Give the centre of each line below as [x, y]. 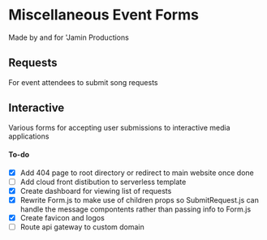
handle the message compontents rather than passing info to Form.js [136, 209]
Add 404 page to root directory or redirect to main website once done [137, 173]
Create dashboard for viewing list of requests [96, 191]
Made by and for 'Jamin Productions [69, 37]
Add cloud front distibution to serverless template [103, 182]
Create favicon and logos [62, 218]
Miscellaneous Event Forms [103, 15]
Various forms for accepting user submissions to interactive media [119, 127]
